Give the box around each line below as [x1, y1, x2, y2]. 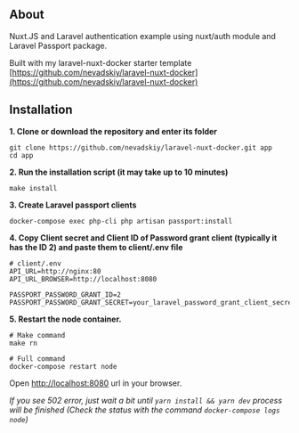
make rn [9, 339, 38, 347]
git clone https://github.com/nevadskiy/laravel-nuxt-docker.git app [9, 143, 273, 152]
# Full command [9, 354, 66, 364]
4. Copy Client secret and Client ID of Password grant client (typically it [9, 232, 278, 243]
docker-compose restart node [9, 362, 117, 371]
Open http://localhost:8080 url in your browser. [9, 378, 182, 388]
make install [9, 184, 58, 192]
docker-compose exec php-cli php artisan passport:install [9, 216, 233, 225]
